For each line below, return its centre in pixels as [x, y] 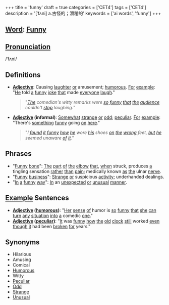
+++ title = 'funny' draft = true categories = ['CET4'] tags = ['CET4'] [76, 7]
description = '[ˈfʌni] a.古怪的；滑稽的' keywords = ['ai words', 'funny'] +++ [83, 13]
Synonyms [22, 242]
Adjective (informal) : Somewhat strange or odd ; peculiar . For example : [86, 117]
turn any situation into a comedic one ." [53, 215]
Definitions [23, 75]
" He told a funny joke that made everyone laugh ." [64, 93]
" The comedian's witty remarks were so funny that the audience [92, 102]
